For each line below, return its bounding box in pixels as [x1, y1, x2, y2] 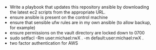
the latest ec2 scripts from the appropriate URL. [9, 9, 106, 15]
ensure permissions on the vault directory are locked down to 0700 [9, 30, 145, 35]
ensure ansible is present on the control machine [9, 15, 108, 20]
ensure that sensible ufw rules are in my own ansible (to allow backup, [9, 19, 151, 25]
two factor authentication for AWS [9, 40, 78, 46]
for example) [9, 25, 36, 31]
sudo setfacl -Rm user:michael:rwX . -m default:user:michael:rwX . [9, 35, 144, 41]
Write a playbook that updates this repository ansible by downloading [9, 4, 150, 10]
